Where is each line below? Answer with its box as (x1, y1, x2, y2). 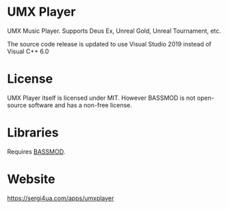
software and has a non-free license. (28, 100, 132, 109)
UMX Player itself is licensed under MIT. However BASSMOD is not (7, 94, 196, 102)
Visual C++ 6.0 (7, 47, 49, 55)
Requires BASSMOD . (7, 148, 66, 156)
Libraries (7, 125, 59, 141)
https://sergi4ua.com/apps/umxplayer (7, 194, 114, 202)
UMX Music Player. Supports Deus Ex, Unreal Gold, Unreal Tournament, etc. (7, 27, 221, 35)
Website (7, 171, 55, 186)
